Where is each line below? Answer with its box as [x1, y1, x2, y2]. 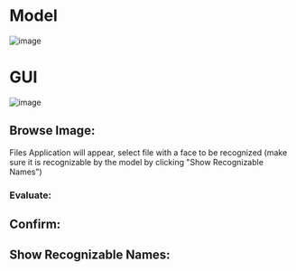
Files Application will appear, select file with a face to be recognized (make [9, 146, 288, 158]
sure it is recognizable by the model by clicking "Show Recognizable [9, 156, 264, 167]
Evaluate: [9, 189, 52, 201]
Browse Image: [9, 123, 96, 138]
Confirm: [9, 217, 61, 231]
